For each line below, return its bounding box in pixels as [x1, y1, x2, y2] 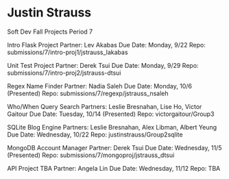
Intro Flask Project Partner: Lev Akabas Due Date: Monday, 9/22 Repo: [7, 40, 206, 49]
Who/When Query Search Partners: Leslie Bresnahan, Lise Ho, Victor [7, 102, 202, 110]
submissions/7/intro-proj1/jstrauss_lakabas [7, 48, 128, 56]
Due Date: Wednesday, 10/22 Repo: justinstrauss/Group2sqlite [7, 130, 183, 139]
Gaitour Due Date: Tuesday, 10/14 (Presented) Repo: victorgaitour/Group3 [7, 110, 215, 118]
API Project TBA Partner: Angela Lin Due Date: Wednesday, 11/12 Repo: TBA [7, 164, 221, 172]
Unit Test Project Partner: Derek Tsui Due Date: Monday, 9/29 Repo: [7, 61, 199, 69]
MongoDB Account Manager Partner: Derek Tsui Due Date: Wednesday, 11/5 [7, 143, 222, 152]
